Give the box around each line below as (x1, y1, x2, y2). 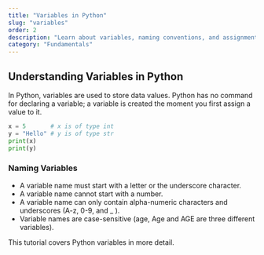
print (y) (8, 144, 37, 152)
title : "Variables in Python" (8, 11, 108, 20)
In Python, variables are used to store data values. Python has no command (8, 90, 253, 100)
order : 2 (8, 26, 37, 34)
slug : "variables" (8, 19, 68, 27)
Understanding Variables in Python (8, 70, 184, 83)
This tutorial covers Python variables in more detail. (8, 237, 174, 247)
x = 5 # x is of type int (8, 122, 114, 130)
